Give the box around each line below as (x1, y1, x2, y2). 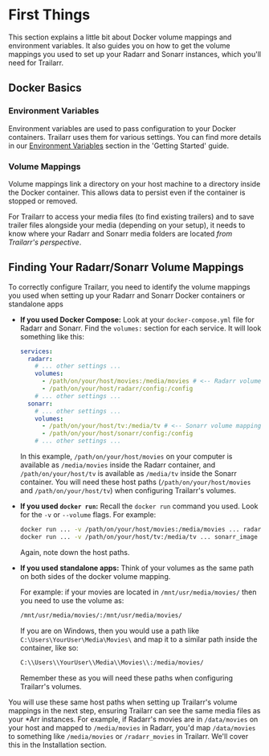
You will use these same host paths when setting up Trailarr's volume (8, 697, 238, 707)
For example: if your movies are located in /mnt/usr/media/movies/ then (19, 587, 257, 597)
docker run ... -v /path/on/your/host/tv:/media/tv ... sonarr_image (19, 532, 259, 540)
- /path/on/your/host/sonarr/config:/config (41, 429, 194, 438)
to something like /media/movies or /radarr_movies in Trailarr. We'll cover (8, 731, 249, 741)
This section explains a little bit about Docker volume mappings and (8, 32, 232, 42)
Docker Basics (8, 81, 82, 95)
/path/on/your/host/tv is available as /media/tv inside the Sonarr (19, 469, 237, 479)
